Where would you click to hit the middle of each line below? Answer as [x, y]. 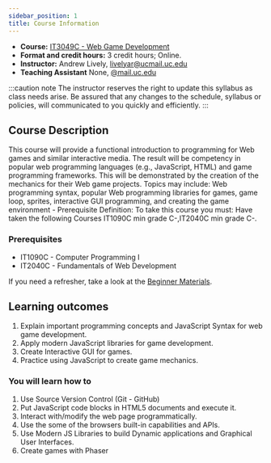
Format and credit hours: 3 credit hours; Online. [101, 55]
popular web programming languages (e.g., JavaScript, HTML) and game [130, 167]
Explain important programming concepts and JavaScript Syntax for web [141, 326]
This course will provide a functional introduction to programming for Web [131, 149]
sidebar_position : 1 [43, 16]
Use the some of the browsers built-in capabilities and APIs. [120, 424]
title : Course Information [54, 23]
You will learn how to [50, 381]
